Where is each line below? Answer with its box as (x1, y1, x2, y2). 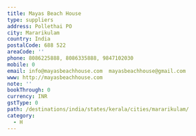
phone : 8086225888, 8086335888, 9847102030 (7, 55, 134, 62)
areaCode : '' (7, 49, 45, 56)
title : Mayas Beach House (7, 10, 81, 17)
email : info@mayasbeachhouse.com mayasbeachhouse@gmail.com (7, 67, 186, 74)
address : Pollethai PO (7, 23, 72, 30)
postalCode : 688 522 (7, 42, 67, 49)
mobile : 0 (7, 61, 36, 68)
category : (7, 112, 36, 119)
